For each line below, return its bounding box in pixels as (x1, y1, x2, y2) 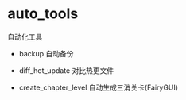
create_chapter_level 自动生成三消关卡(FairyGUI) (18, 83, 179, 92)
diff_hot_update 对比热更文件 (18, 65, 114, 75)
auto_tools (7, 5, 79, 23)
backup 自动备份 (18, 48, 74, 58)
